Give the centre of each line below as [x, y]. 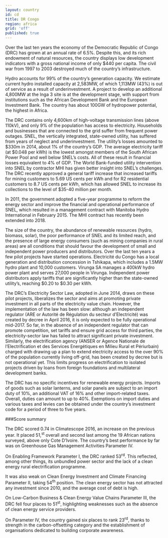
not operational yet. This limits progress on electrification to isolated [75, 362]
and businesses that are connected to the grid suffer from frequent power [81, 131]
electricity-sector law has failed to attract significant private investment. [79, 336]
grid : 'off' [18, 29]
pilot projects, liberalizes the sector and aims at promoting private [73, 298]
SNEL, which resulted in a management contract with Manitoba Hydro [77, 210]
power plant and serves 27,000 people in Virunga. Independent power [77, 273]
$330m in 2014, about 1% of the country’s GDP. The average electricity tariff [84, 147]
